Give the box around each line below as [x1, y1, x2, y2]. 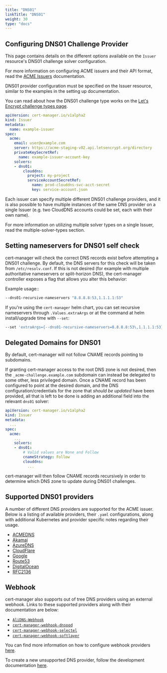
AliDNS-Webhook [12, 618, 44, 623]
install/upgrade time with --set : [5, 315, 70, 321]
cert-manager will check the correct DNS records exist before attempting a [5, 255, 159, 261]
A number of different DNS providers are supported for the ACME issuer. [5, 506, 154, 512]
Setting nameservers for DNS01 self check [5, 242, 140, 250]
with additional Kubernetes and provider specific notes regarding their [5, 516, 149, 522]
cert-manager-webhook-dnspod [12, 623, 73, 628]
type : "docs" [5, 21, 32, 26]
